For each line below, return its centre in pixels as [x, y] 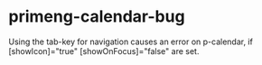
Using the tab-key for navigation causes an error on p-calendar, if [131, 42]
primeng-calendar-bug [97, 17]
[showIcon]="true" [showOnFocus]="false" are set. [104, 51]
